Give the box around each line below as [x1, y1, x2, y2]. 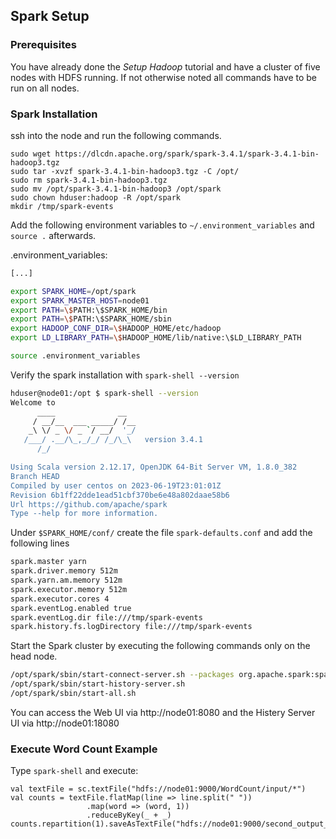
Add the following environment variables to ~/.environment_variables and [10, 219, 315, 231]
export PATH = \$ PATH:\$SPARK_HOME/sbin [10, 314, 172, 324]
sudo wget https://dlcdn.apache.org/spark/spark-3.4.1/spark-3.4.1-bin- [10, 149, 320, 159]
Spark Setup [10, 8, 90, 25]
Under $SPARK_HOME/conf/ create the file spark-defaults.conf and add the [10, 527, 313, 539]
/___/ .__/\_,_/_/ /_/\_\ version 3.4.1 [23, 435, 203, 445]
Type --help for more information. [10, 509, 159, 519]
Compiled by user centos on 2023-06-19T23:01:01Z [10, 480, 222, 491]
